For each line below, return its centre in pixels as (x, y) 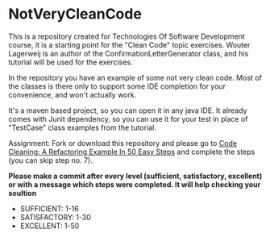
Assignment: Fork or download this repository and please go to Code (123, 143)
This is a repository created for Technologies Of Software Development (127, 36)
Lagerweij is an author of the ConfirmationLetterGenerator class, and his (129, 53)
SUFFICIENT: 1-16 (49, 208)
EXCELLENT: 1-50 (50, 226)
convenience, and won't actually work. (73, 94)
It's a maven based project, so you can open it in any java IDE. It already (128, 110)
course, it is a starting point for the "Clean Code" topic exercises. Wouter (129, 44)
